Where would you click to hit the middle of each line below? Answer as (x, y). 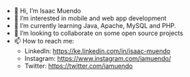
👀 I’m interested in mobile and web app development (90, 18)
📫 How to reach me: (44, 41)
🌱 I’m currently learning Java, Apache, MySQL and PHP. (95, 26)
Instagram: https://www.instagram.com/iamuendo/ (97, 58)
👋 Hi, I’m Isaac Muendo (47, 11)
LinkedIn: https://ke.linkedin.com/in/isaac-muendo (97, 51)
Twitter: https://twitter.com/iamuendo (78, 66)
